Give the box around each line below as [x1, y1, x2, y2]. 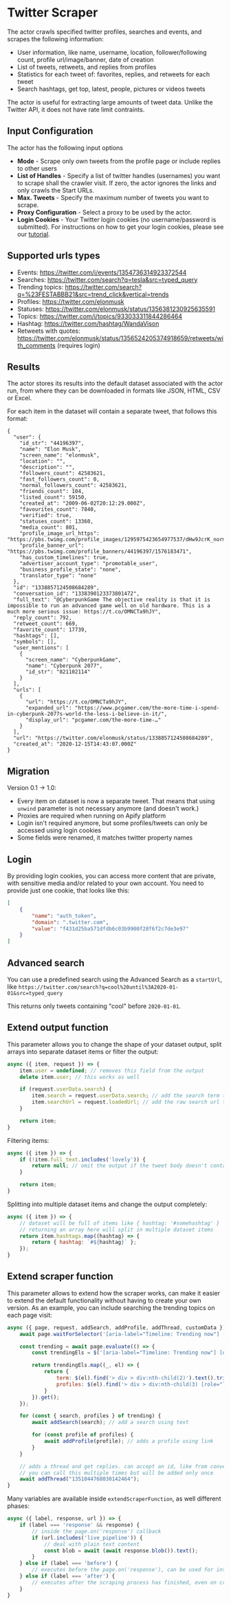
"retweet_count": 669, [13, 620, 78, 627]
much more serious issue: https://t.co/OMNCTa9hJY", [7, 609, 162, 615]
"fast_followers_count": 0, [19, 476, 100, 483]
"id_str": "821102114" [25, 668, 91, 675]
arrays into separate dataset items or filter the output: [7, 1047, 159, 1056]
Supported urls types [7, 250, 101, 262]
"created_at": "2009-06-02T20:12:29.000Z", [19, 500, 146, 507]
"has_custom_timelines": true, [19, 554, 109, 561]
